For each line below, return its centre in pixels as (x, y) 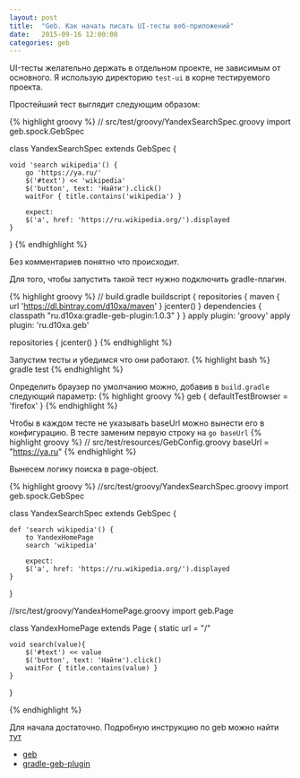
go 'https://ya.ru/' (64, 173)
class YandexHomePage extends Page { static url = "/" (110, 628)
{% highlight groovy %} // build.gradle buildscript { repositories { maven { (145, 297)
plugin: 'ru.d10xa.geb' (49, 325)
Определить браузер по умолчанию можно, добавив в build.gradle (140, 387)
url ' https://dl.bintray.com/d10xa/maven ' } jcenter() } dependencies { (136, 307)
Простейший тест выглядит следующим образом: (105, 105)
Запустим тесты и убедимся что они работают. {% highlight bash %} (140, 360)
